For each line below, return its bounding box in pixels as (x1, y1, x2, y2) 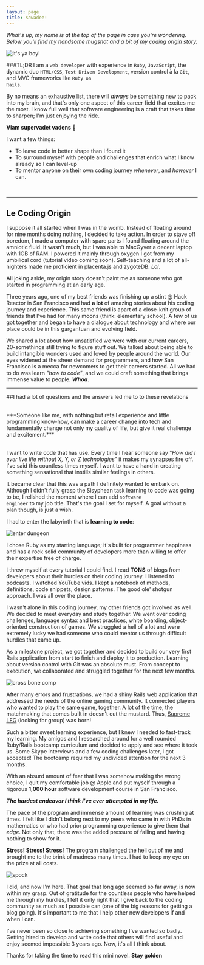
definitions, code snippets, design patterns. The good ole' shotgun (6, 586, 173, 593)
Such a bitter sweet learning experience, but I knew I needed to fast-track (6, 728, 191, 736)
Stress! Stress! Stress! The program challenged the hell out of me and (6, 846, 183, 854)
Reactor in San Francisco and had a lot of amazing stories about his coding (6, 299, 194, 307)
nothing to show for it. (6, 835, 62, 842)
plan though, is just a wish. (6, 506, 73, 514)
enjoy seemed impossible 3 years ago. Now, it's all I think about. (6, 940, 167, 947)
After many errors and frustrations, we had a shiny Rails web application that (6, 691, 198, 698)
